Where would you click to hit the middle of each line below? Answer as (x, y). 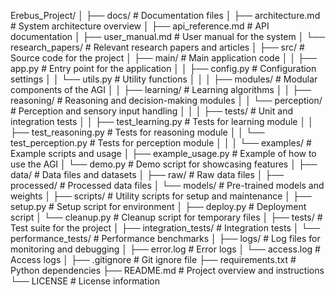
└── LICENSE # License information (85, 281)
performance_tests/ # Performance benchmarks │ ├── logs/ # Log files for (165, 238)
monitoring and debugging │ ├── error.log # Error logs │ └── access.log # (165, 249)
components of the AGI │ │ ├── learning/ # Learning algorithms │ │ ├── (161, 89)
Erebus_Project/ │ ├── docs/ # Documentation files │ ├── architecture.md (165, 15)
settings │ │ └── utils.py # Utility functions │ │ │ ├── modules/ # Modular (164, 79)
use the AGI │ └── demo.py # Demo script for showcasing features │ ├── (164, 164)
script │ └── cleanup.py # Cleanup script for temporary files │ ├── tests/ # (166, 217)
